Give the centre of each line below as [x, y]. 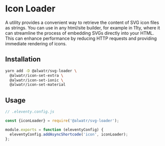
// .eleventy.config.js [30, 112]
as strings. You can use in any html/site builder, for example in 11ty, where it [83, 27]
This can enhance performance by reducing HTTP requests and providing [81, 38]
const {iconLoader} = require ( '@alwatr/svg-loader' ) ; [62, 121]
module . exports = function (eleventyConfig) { [54, 130]
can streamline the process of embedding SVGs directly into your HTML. [80, 33]
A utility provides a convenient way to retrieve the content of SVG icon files [82, 22]
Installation [23, 60]
